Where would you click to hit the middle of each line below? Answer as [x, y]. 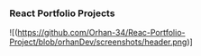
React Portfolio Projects [62, 13]
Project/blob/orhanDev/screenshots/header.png [98, 42]
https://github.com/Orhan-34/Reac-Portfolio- [101, 33]
